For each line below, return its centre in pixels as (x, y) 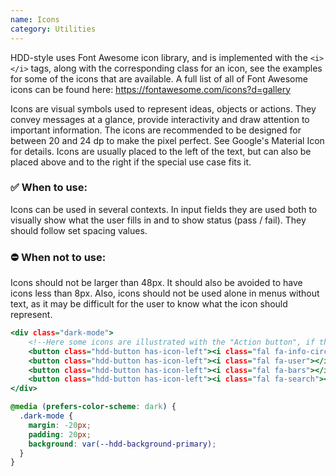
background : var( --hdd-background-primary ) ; (122, 444)
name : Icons (35, 19)
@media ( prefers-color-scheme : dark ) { (93, 407)
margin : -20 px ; (60, 425)
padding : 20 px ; (60, 434)
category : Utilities (53, 29)
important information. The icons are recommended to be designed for (156, 130)
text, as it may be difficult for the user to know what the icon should (149, 304)
